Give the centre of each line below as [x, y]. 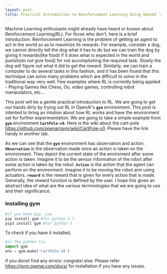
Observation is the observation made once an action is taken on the [74, 148]
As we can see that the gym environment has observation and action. [75, 143]
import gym [16, 247]
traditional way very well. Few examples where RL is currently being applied [83, 81]
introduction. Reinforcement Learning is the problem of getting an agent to [81, 39]
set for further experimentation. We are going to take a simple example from [83, 118]
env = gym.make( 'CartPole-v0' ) [38, 251]
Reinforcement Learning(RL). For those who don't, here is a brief [71, 34]
